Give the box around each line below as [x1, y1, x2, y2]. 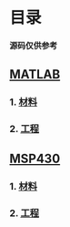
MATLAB [9, 67, 61, 82]
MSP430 [9, 151, 61, 167]
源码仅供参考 [9, 39, 57, 50]
